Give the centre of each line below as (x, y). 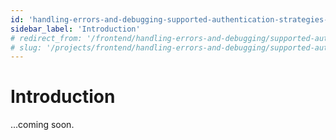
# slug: (26, 47)
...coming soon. (42, 125)
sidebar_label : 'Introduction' (75, 29)
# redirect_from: (46, 38)
